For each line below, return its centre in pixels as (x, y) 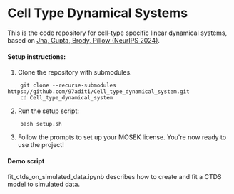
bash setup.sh (41, 124)
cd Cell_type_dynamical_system (67, 98)
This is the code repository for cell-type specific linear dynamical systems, (117, 33)
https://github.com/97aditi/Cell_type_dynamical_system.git (99, 92)
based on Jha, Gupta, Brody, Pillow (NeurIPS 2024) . (84, 40)
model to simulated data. (44, 184)
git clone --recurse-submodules (68, 86)
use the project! (41, 145)
